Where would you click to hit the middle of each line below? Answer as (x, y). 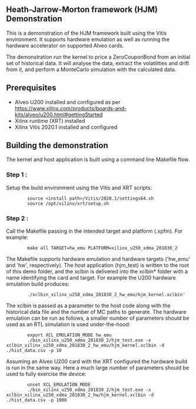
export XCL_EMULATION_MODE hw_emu (69, 335)
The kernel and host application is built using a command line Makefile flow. (98, 160)
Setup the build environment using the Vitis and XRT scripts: (79, 187)
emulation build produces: (38, 284)
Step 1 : (17, 175)
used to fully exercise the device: (46, 374)
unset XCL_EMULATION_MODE (59, 385)
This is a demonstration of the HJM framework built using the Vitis (87, 33)
